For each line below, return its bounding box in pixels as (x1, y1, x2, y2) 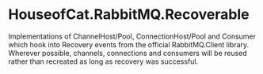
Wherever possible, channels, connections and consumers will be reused (8, 48, 247, 57)
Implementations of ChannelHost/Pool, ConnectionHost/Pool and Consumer (8, 31, 256, 41)
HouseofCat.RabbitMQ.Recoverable (8, 6, 250, 24)
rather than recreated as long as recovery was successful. (8, 57, 199, 66)
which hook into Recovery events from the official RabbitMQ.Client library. (8, 39, 250, 49)
